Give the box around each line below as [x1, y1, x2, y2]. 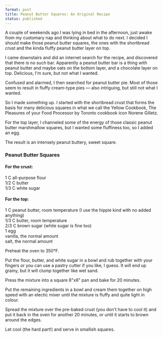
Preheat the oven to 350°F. [5, 247, 60, 253]
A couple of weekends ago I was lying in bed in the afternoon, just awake [5, 30, 152, 36]
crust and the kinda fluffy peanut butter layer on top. [5, 45, 111, 51]
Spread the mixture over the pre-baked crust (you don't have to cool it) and [5, 306, 157, 312]
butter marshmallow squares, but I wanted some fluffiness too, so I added [5, 125, 153, 131]
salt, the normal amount [5, 238, 53, 244]
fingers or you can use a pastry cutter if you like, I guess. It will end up [5, 262, 146, 268]
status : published [5, 16, 42, 21]
